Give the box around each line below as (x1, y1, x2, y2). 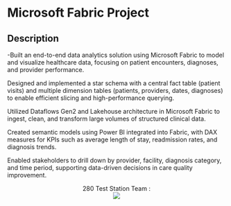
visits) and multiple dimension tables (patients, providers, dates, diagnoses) (7, 87, 223, 94)
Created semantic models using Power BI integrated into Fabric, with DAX (7, 128, 217, 136)
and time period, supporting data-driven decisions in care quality (7, 164, 193, 171)
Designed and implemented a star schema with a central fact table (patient (7, 79, 221, 87)
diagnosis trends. (7, 143, 57, 151)
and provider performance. (7, 66, 85, 74)
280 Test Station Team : (82, 184, 151, 192)
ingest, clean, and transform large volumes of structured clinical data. (7, 114, 206, 123)
